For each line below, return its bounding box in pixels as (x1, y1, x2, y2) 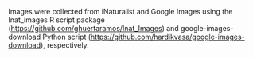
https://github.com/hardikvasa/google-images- (90, 32, 245, 41)
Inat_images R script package (8, 15, 106, 25)
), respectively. (40, 41, 89, 50)
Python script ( (42, 32, 91, 41)
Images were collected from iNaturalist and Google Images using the (8, 7, 233, 16)
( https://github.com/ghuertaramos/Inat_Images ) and (8, 24, 179, 33)
